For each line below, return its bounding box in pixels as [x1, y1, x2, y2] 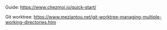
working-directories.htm [5, 19, 56, 25]
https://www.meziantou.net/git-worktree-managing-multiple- [34, 14, 162, 19]
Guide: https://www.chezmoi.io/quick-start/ [5, 4, 97, 10]
